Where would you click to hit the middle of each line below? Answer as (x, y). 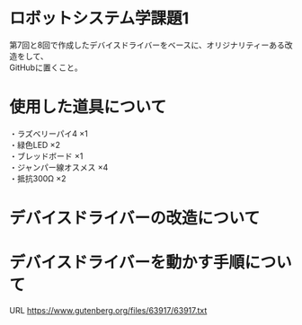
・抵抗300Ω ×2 (38, 178)
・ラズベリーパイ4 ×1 (49, 133)
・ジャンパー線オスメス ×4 (59, 167)
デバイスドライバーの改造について (135, 219)
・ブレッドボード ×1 (46, 156)
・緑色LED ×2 (35, 145)
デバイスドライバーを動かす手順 (127, 263)
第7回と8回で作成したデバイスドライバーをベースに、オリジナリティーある (147, 45)
